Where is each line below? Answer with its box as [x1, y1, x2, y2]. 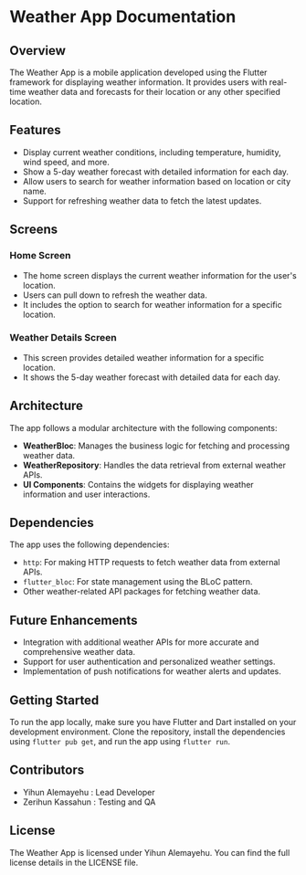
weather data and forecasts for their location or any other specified [27, 87, 281, 97]
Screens [9, 222, 58, 237]
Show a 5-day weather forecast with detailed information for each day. [22, 166, 290, 177]
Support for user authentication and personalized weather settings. [22, 656, 276, 668]
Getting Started [9, 692, 100, 708]
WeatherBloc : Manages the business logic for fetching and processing [22, 440, 290, 451]
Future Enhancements [9, 612, 139, 627]
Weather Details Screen [9, 332, 117, 344]
